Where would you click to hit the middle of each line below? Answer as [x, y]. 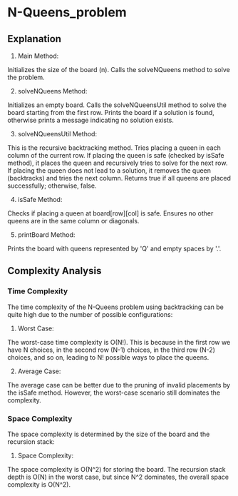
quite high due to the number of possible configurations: [90, 314]
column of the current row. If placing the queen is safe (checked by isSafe [116, 155]
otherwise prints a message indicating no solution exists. [91, 120]
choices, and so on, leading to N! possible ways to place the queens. [108, 357]
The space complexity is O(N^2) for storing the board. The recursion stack [117, 469]
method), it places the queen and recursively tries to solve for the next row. [118, 163]
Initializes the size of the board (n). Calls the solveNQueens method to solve [119, 70]
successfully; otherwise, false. [52, 186]
